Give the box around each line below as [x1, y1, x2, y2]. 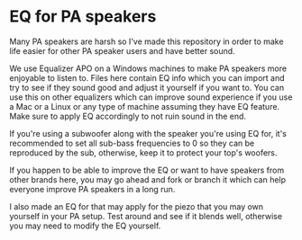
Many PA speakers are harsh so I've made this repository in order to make [9, 36, 284, 47]
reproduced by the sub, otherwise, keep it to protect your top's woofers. [9, 147, 278, 158]
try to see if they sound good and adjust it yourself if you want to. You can [9, 82, 285, 93]
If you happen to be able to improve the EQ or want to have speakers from [9, 164, 285, 175]
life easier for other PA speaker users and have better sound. [9, 45, 236, 56]
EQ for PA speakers [9, 6, 157, 27]
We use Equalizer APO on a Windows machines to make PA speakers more [9, 63, 287, 74]
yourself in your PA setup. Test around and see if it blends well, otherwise [9, 210, 282, 221]
